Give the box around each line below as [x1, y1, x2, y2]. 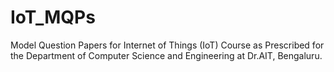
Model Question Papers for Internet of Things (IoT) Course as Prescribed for [10, 39, 325, 51]
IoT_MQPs [10, 6, 96, 29]
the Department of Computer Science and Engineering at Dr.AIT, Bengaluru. [10, 49, 323, 61]
